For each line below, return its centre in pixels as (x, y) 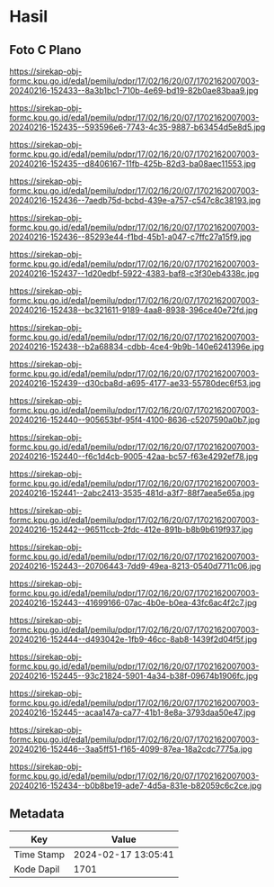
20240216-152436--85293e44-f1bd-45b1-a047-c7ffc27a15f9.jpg (130, 237)
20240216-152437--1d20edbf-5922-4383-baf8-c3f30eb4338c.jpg (134, 273)
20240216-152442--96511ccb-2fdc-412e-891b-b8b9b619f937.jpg (131, 529)
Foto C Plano (45, 50)
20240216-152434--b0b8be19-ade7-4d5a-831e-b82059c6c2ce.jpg (136, 786)
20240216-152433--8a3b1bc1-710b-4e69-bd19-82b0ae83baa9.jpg (134, 91)
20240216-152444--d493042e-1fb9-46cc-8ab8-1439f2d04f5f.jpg (133, 639)
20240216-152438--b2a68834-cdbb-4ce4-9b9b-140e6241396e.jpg (137, 347)
